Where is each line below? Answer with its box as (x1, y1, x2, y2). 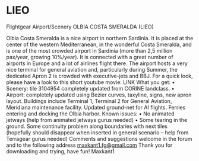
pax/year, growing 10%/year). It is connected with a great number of (6, 53, 173, 60)
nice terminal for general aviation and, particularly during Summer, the (6, 66, 178, 73)
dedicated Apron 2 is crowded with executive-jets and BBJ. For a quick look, (6, 72, 193, 79)
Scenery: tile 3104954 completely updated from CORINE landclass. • (6, 85, 175, 92)
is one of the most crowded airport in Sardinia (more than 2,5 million (6, 47, 173, 54)
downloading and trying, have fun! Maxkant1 (6, 147, 115, 154)
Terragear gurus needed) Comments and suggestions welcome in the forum (6, 135, 192, 142)
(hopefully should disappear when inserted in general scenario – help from (6, 128, 189, 136)
